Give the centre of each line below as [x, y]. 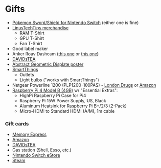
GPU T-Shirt [32, 38]
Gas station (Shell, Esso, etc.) [42, 150]
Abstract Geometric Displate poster [48, 64]
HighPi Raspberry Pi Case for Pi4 [53, 95]
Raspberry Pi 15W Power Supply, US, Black [63, 100]
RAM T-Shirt [32, 33]
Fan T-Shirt [31, 43]
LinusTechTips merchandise [40, 27]
